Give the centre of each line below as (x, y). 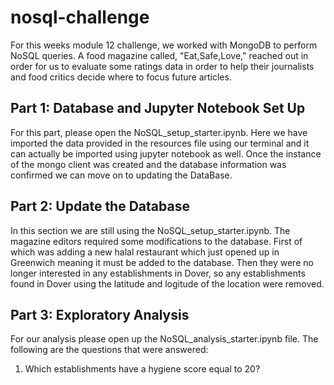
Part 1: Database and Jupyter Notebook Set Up (158, 108)
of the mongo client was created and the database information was (148, 164)
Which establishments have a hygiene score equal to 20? (142, 369)
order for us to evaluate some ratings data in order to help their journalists (162, 66)
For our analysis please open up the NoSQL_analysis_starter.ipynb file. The (164, 339)
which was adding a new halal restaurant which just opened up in (145, 252)
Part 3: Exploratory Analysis (100, 314)
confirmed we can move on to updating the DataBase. (121, 175)
